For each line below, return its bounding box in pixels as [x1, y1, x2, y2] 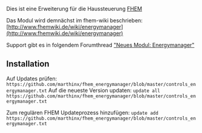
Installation [6, 59, 50, 69]
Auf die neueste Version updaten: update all [48, 86, 160, 94]
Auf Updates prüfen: [6, 75, 57, 82]
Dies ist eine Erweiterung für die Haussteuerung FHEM [6, 5, 142, 12]
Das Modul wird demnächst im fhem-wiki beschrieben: [6, 17, 143, 24]
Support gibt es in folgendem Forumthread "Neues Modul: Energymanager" [6, 42, 195, 48]
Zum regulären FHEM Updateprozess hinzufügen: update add [6, 109, 158, 116]
